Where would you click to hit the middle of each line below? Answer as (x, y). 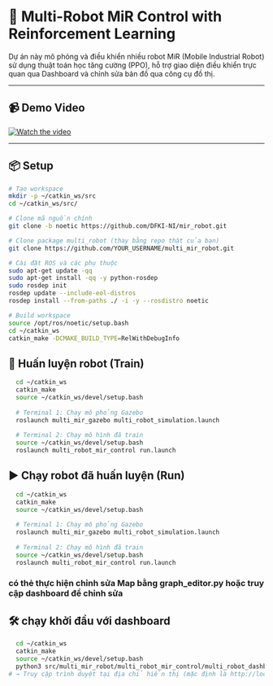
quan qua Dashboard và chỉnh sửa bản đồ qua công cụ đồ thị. (112, 73)
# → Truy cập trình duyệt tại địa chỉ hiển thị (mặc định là (118, 674)
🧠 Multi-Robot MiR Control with (115, 17)
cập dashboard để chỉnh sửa (66, 593)
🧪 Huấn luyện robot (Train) (76, 363)
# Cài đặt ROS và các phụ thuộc (63, 263)
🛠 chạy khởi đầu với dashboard (89, 620)
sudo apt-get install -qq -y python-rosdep (83, 278)
